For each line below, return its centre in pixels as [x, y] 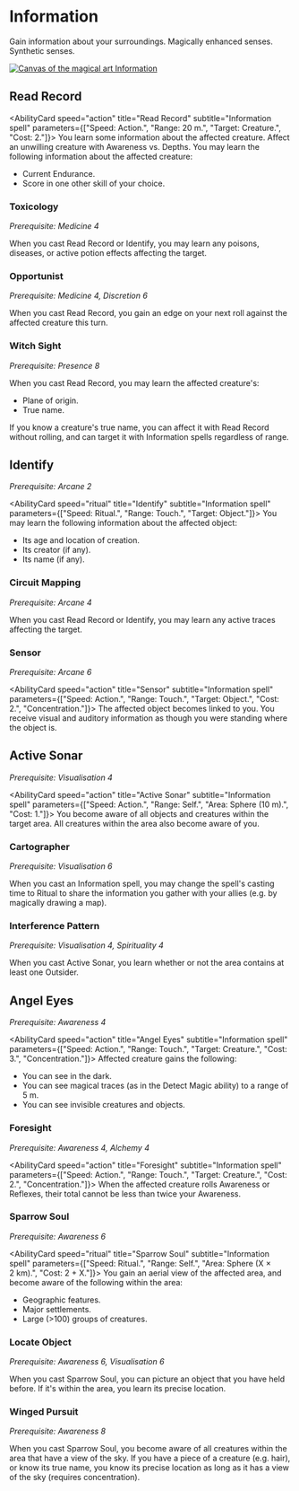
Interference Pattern [55, 926]
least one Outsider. [44, 972]
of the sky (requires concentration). [75, 1478]
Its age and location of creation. [81, 540]
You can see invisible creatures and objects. [103, 1105]
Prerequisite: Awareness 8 [57, 1431]
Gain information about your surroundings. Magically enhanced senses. [141, 41]
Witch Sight [35, 346]
